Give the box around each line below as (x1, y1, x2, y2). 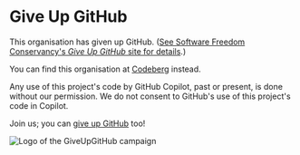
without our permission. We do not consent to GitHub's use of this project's (9, 91, 292, 102)
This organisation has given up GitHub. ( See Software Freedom (9, 36, 246, 47)
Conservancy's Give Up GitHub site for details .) (9, 45, 187, 56)
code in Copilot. (9, 100, 69, 111)
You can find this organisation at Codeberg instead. (9, 63, 201, 74)
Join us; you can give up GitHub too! (9, 118, 146, 129)
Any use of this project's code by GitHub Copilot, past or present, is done (9, 81, 284, 92)
